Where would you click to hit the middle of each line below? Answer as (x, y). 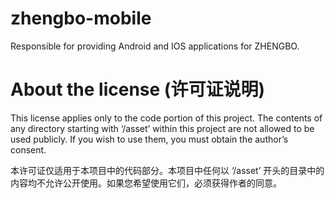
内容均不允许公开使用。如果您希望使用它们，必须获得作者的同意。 (146, 183)
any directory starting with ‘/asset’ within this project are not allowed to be (162, 128)
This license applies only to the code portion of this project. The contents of (166, 118)
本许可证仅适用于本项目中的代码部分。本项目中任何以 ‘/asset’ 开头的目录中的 (167, 170)
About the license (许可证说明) (137, 89)
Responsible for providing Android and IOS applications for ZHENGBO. (155, 46)
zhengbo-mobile (81, 18)
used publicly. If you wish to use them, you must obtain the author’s (149, 139)
